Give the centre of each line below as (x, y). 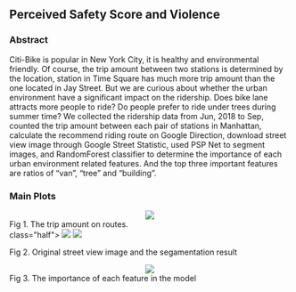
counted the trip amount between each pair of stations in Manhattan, (136, 126)
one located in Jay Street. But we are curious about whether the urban (138, 87)
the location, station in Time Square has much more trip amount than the (142, 78)
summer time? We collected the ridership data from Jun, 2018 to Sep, (137, 116)
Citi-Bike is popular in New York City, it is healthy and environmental (134, 59)
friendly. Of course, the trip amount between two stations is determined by (146, 69)
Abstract (29, 40)
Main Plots (33, 196)
